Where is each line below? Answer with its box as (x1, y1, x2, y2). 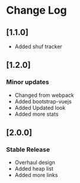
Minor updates (6, 78, 49, 86)
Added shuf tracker (14, 43, 62, 50)
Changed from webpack (14, 91, 74, 99)
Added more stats (14, 111, 59, 118)
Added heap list (14, 165, 53, 172)
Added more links (14, 172, 58, 179)
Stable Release (6, 146, 50, 153)
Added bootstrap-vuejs (14, 97, 72, 105)
